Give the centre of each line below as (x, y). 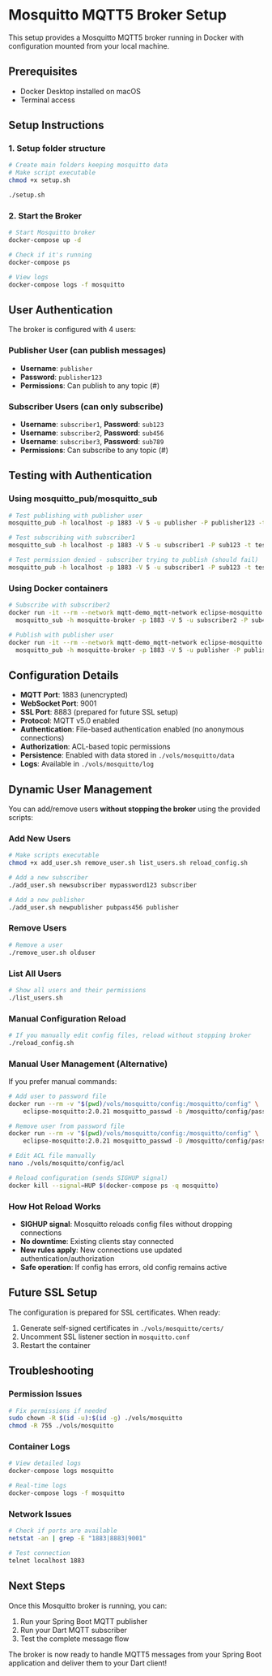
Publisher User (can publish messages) (87, 351)
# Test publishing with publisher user (76, 516)
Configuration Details (64, 675)
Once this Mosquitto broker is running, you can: (88, 1605)
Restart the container (55, 1345)
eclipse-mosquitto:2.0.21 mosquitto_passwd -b (103, 1111)
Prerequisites (43, 72)
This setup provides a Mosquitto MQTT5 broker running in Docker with (126, 37)
